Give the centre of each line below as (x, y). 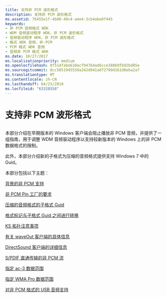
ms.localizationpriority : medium (40, 61)
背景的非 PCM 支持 (24, 184)
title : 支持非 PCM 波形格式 (32, 10)
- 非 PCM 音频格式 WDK (27, 28)
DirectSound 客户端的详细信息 (36, 247)
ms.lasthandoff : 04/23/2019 (34, 84)
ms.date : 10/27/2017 (27, 56)
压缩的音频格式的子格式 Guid (35, 205)
